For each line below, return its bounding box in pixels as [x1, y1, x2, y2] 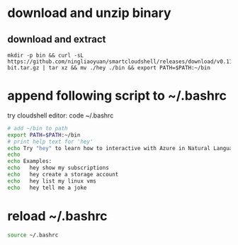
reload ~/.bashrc [7, 207, 108, 224]
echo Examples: [7, 158, 52, 165]
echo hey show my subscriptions [7, 164, 110, 171]
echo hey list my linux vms [7, 177, 97, 185]
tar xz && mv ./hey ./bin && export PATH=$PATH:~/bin [48, 64, 211, 72]
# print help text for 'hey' [7, 138, 93, 145]
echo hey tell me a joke [7, 184, 87, 191]
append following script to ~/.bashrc [7, 88, 227, 104]
